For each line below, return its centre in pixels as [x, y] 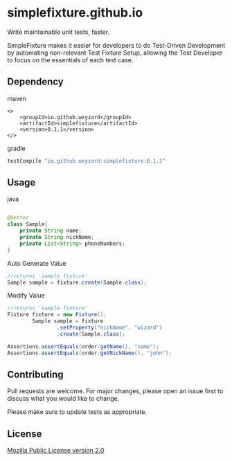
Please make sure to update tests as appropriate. [77, 412]
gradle [16, 148]
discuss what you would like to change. [63, 399]
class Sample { [28, 224]
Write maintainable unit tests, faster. [59, 32]
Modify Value [26, 296]
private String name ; [51, 231]
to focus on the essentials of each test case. [70, 60]
